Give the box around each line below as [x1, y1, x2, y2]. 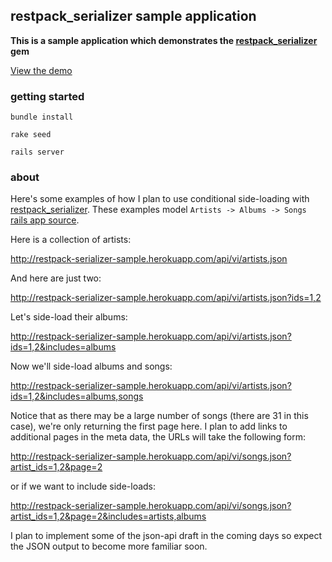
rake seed [10, 130, 52, 140]
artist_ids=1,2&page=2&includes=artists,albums [10, 510, 207, 523]
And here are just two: [10, 272, 102, 284]
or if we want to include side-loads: [10, 480, 157, 493]
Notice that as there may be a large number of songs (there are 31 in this [10, 410, 309, 422]
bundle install [10, 112, 74, 123]
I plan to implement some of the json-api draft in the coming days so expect [10, 530, 323, 542]
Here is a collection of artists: [10, 234, 132, 246]
